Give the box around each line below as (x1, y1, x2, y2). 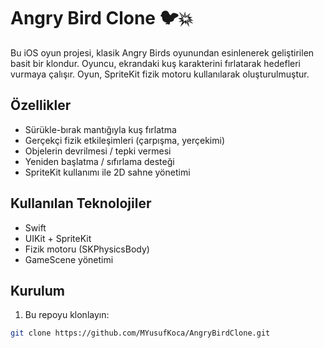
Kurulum (10, 282, 66, 299)
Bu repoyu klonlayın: (24, 309, 110, 321)
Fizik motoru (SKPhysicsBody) (24, 243, 150, 255)
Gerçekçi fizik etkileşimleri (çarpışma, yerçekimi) (24, 134, 225, 146)
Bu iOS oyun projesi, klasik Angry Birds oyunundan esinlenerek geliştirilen (10, 46, 315, 59)
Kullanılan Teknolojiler (10, 195, 152, 212)
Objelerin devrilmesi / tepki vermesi (24, 145, 172, 157)
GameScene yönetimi (24, 253, 114, 265)
